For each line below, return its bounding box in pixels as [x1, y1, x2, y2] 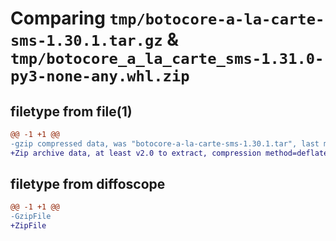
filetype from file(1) [10, 103, 133, 120]
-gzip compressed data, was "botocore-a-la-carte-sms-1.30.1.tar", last [10, 138, 320, 149]
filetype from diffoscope [10, 176, 166, 193]
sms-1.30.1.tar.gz [10, 32, 163, 51]
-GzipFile [10, 212, 52, 222]
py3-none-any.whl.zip [10, 67, 190, 86]
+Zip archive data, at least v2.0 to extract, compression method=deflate [10, 148, 329, 158]
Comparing [10, 7, 106, 30]
